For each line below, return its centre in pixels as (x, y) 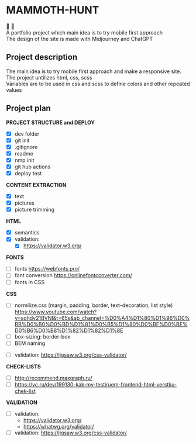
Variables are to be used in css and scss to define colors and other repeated (98, 84)
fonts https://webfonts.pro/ (47, 269)
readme (24, 153)
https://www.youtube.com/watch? (56, 312)
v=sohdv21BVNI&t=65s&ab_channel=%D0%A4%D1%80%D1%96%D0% (102, 318)
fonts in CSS (30, 282)
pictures (25, 203)
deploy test (28, 173)
